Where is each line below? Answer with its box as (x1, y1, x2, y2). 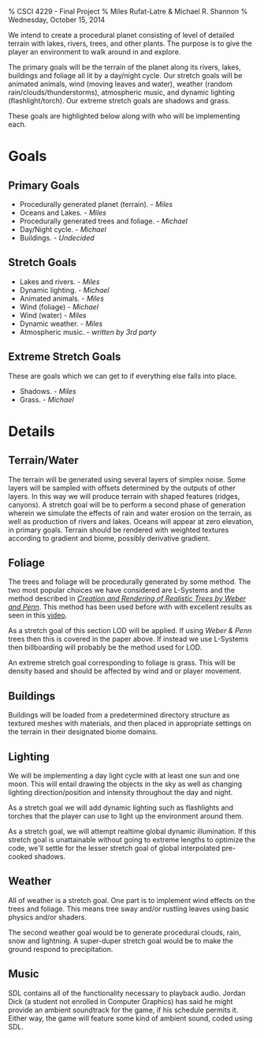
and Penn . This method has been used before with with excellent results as (8, 602, 252, 612)
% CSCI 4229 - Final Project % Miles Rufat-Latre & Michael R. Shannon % (8, 7, 248, 16)
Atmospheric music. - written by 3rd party (19, 327, 157, 336)
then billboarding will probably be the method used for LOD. (8, 643, 203, 652)
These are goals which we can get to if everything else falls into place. (8, 371, 237, 380)
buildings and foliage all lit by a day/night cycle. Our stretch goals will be (8, 71, 243, 80)
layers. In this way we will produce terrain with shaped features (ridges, (8, 491, 240, 500)
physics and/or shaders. (8, 912, 87, 922)
